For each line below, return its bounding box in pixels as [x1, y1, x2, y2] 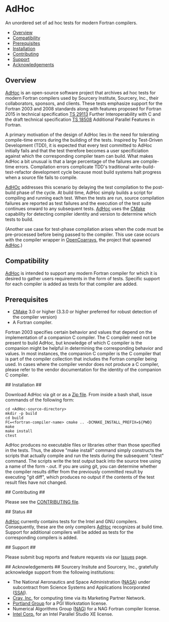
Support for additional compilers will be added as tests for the [5, 529, 134, 535]
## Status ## [5, 509, 33, 515]
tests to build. [5, 216, 34, 222]
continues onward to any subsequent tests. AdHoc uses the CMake [5, 205, 145, 212]
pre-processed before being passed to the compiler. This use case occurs [5, 231, 160, 237]
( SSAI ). [12, 590, 28, 596]
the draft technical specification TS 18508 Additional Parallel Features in [5, 116, 155, 122]
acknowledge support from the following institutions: [5, 569, 115, 575]
